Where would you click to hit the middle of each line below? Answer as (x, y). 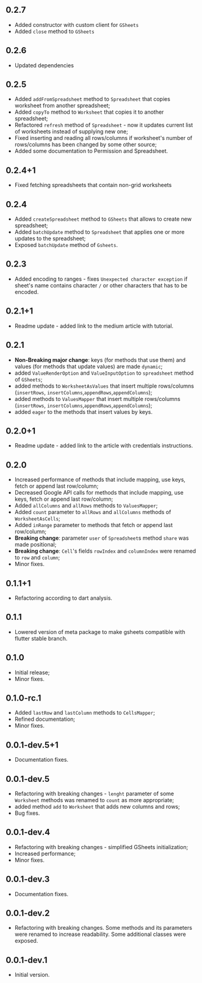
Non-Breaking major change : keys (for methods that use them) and (100, 359)
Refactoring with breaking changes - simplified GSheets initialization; (101, 847)
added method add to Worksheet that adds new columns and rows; (97, 807)
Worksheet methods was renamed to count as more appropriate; (94, 800)
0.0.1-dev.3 (28, 879)
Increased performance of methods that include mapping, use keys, (100, 480)
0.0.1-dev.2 (28, 913)
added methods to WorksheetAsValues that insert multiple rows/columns (104, 386)
